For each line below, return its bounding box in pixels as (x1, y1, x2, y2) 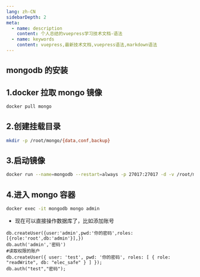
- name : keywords (11, 36, 55, 42)
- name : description (11, 25, 62, 32)
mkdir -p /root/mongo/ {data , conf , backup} (6, 137, 111, 143)
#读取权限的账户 (6, 248, 40, 254)
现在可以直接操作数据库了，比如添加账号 (14, 218, 114, 225)
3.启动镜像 (6, 156, 46, 166)
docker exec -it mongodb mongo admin (6, 206, 100, 212)
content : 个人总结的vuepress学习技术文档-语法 (17, 31, 123, 37)
